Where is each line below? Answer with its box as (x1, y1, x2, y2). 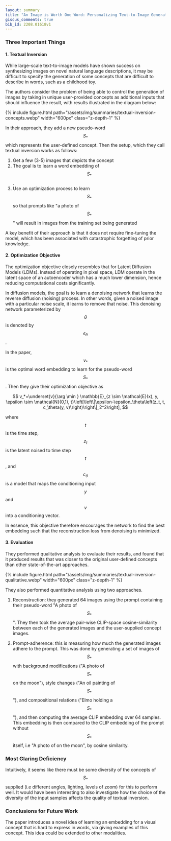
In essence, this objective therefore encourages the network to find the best (5, 522, 165, 528)
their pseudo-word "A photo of (12, 602, 77, 608)
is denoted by (5, 322, 34, 328)
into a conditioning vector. (5, 512, 60, 519)
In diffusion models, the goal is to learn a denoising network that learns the (5, 290, 162, 296)
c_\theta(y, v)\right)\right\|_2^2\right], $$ (43, 404, 128, 410)
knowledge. (5, 241, 30, 247)
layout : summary (5, 7, 40, 13)
